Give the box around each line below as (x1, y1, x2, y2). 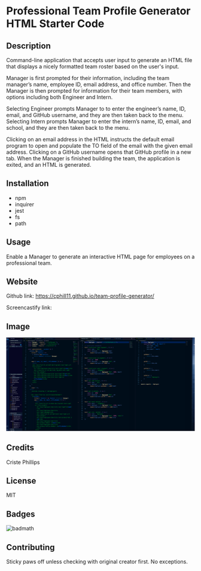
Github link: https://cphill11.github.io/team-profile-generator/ (6, 292, 154, 300)
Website (6, 277, 38, 287)
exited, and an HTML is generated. (6, 161, 92, 168)
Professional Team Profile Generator (6, 4, 191, 18)
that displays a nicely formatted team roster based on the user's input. (6, 63, 179, 70)
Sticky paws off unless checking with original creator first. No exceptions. (6, 558, 188, 566)
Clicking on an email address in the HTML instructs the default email (6, 136, 175, 143)
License (6, 475, 36, 485)
